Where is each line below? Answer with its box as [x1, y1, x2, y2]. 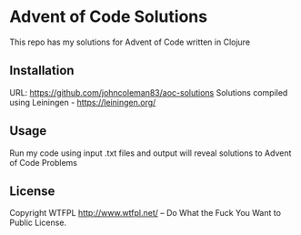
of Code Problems [9, 157, 77, 168]
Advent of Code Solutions [9, 6, 207, 27]
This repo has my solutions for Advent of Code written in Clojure [9, 36, 251, 47]
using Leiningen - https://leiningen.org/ [9, 97, 156, 107]
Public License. [9, 217, 66, 229]
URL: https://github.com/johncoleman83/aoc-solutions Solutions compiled [9, 87, 288, 97]
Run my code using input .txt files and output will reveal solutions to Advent [9, 148, 292, 158]
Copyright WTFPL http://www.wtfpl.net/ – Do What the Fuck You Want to [9, 208, 282, 219]
